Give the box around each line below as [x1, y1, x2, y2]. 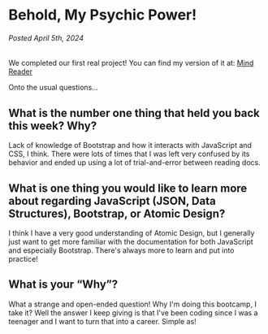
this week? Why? [8, 119, 97, 132]
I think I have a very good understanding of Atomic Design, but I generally [8, 228, 255, 238]
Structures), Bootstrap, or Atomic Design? [8, 206, 226, 220]
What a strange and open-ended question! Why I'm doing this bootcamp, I [8, 299, 257, 309]
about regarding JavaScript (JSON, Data [8, 193, 217, 208]
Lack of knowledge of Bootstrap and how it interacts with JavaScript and [8, 141, 252, 150]
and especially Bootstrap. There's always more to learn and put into [8, 245, 235, 255]
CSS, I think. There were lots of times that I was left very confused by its [8, 149, 250, 159]
